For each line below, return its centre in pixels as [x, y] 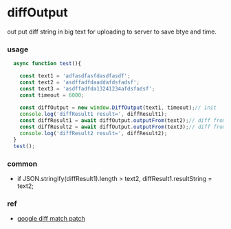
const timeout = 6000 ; [52, 95]
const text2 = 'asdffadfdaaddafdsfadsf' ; [79, 82]
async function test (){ [47, 64]
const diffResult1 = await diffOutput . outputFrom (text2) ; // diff [115, 121]
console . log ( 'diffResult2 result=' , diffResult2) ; [93, 133]
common [22, 164]
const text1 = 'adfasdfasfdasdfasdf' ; [75, 76]
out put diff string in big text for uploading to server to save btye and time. [112, 32]
